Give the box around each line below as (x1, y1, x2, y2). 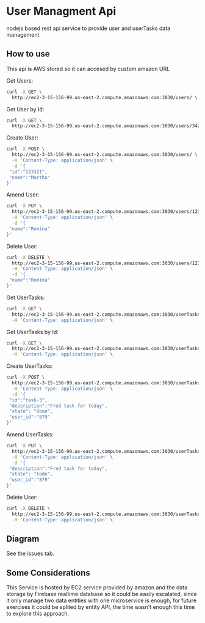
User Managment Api (6, 4, 117, 18)
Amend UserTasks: (6, 431, 54, 438)
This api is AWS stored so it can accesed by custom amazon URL (6, 65, 170, 72)
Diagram (6, 534, 40, 544)
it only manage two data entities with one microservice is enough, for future (6, 597, 197, 604)
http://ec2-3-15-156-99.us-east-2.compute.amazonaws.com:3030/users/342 (12, 123, 201, 129)
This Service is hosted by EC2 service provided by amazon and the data (6, 584, 188, 591)
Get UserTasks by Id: (6, 328, 59, 335)
